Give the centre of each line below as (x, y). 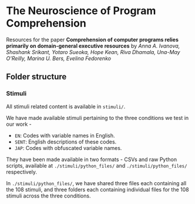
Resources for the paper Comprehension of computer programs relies (93, 39)
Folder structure (36, 77)
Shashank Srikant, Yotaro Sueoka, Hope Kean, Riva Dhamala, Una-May (93, 52)
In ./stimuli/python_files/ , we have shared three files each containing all (96, 183)
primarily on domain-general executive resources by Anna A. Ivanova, (93, 46)
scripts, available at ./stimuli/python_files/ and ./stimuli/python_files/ (97, 165)
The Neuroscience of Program (81, 11)
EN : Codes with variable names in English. (65, 135)
